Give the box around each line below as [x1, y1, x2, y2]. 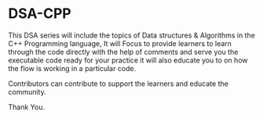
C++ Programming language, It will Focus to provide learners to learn [8, 38, 232, 48]
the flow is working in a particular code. [8, 63, 137, 73]
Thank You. [8, 102, 46, 112]
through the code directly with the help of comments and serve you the [8, 47, 239, 56]
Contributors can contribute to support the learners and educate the [8, 79, 229, 88]
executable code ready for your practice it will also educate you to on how [8, 55, 248, 65]
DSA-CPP [8, 5, 72, 23]
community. [8, 87, 46, 96]
